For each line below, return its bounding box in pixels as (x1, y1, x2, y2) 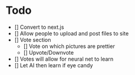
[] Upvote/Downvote (23, 49, 74, 56)
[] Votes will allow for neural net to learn (14, 55, 114, 62)
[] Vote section (14, 36, 52, 43)
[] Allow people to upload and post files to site (14, 29, 129, 37)
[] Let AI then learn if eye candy (14, 61, 93, 69)
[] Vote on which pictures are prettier (23, 43, 115, 50)
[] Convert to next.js (14, 23, 64, 31)
